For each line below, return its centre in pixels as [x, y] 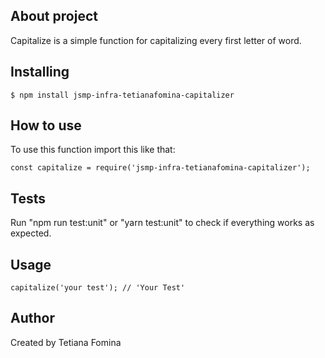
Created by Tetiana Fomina [66, 342]
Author [32, 318]
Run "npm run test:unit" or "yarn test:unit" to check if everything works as [162, 223]
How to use [46, 125]
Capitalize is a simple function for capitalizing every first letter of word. [156, 40]
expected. [31, 233]
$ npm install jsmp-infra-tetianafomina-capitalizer [122, 95]
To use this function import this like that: [93, 150]
